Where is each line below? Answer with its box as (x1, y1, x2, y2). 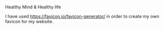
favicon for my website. (5, 19, 54, 24)
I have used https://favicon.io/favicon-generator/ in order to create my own (5, 14, 160, 19)
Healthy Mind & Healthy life (5, 4, 61, 10)
